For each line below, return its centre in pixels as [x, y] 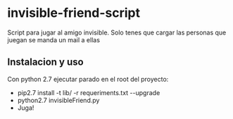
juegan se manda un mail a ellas [54, 39]
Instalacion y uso [45, 62]
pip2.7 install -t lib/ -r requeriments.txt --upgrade [89, 92]
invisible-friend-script [74, 13]
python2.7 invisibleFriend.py [58, 100]
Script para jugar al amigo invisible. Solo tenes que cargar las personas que [117, 32]
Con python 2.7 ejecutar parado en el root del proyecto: [88, 79]
